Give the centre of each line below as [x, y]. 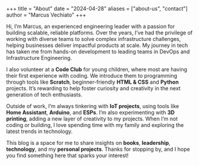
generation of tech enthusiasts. [44, 95]
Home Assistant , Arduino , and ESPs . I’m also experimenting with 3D [91, 112]
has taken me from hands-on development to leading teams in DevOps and [98, 52]
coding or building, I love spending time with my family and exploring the [95, 125]
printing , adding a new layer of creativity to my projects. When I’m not [92, 119]
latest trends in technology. [40, 131]
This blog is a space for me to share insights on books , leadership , [88, 143]
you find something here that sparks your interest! [67, 156]
